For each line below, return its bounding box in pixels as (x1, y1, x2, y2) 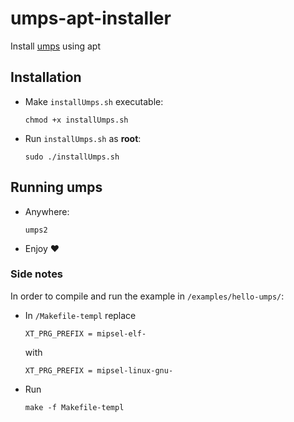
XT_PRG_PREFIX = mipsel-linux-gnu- (24, 365, 174, 376)
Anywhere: (24, 205, 70, 217)
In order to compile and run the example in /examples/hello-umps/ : (10, 290, 285, 302)
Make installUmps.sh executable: (24, 95, 164, 107)
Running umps (10, 179, 103, 196)
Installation (10, 69, 82, 86)
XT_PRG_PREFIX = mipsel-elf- (24, 328, 147, 339)
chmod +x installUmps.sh (24, 115, 129, 125)
